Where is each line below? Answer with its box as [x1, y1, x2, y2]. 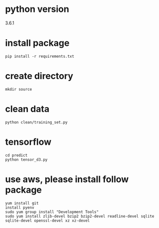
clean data [5, 104, 50, 114]
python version [5, 3, 70, 15]
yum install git [5, 201, 39, 206]
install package [5, 37, 70, 49]
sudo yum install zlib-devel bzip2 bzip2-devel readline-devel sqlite [5, 214, 155, 219]
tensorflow [5, 136, 52, 147]
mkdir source [5, 87, 32, 92]
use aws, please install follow [5, 173, 129, 185]
